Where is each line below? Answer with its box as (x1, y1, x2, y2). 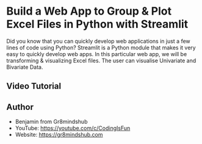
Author (6, 102, 34, 112)
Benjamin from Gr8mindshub (15, 118, 88, 126)
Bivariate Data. (6, 63, 43, 71)
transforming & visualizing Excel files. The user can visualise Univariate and (6, 57, 197, 64)
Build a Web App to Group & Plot (6, 4, 172, 18)
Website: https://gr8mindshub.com (15, 131, 103, 139)
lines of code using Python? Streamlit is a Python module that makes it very (6, 44, 197, 51)
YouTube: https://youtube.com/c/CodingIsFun (15, 124, 131, 132)
